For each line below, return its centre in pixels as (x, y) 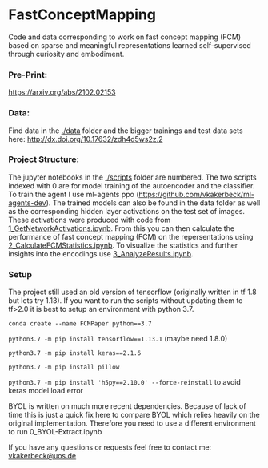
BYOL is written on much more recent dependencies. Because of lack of (127, 406)
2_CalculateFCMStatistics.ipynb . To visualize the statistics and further (123, 245)
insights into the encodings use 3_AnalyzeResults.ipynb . (101, 253)
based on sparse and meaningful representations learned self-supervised (130, 45)
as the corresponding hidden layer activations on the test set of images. (127, 211)
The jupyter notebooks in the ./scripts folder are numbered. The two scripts (133, 177)
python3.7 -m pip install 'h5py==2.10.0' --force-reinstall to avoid (125, 382)
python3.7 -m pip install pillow (64, 367)
